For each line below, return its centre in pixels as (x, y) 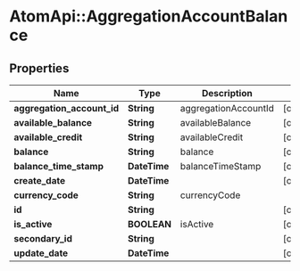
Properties (39, 68)
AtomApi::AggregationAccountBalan (149, 16)
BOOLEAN (150, 224)
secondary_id (43, 238)
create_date (39, 181)
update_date (41, 253)
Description (227, 93)
